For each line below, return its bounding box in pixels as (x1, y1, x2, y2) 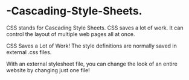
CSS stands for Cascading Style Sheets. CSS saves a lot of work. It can (6, 24, 184, 31)
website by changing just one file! (6, 66, 91, 73)
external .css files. (6, 48, 52, 55)
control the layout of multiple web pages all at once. (6, 30, 135, 37)
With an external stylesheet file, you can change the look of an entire (6, 60, 178, 67)
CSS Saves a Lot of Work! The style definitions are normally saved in (6, 42, 177, 49)
